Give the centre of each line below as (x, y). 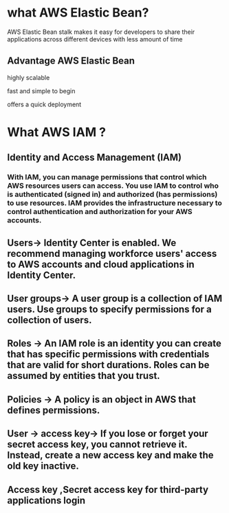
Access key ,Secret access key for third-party (108, 489)
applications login (46, 500)
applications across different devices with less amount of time (95, 39)
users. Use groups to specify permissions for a (109, 310)
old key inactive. (43, 466)
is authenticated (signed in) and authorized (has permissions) (112, 195)
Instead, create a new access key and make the (110, 455)
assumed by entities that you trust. (84, 376)
